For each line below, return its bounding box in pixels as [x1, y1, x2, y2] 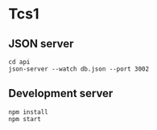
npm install [8, 108, 48, 116]
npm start [8, 115, 42, 123]
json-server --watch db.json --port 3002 [8, 65, 150, 73]
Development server [8, 87, 114, 100]
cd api [8, 58, 31, 66]
